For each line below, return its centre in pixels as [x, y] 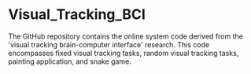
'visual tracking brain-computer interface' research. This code [109, 44]
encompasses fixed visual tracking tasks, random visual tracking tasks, [124, 53]
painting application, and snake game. [70, 61]
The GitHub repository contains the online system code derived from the [126, 36]
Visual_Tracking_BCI [77, 15]
